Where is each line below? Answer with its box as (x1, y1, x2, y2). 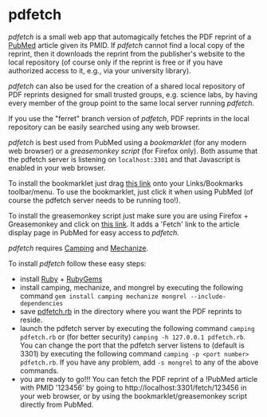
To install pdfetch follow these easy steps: (8, 258, 147, 268)
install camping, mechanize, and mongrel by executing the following (19, 282, 243, 292)
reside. (19, 315, 43, 325)
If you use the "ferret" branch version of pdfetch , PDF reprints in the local (8, 113, 249, 123)
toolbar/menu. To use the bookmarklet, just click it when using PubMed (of (8, 187, 253, 196)
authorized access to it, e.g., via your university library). (8, 65, 191, 75)
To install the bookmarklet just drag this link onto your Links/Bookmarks (8, 178, 243, 188)
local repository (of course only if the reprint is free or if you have (8, 57, 223, 67)
